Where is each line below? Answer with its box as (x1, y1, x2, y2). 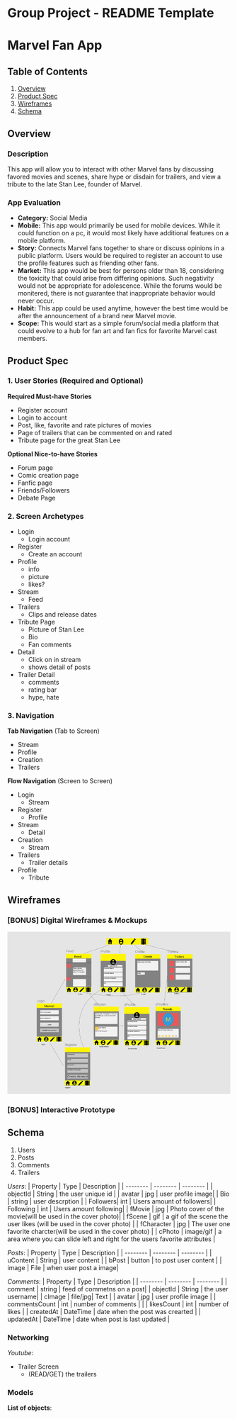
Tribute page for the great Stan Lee (17, 436, 121, 444)
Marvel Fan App (7, 38, 103, 54)
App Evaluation (7, 197, 62, 207)
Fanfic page (17, 478, 53, 487)
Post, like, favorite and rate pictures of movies (17, 420, 152, 430)
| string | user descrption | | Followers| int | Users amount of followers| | (7, 1196, 216, 1206)
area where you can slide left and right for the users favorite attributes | (7, 1235, 216, 1243)
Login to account (17, 413, 67, 422)
